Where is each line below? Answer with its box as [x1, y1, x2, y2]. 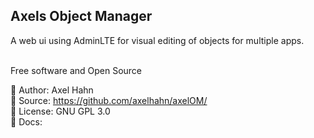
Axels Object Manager [10, 8, 153, 25]
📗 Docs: [10, 115, 43, 128]
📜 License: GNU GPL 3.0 [10, 105, 111, 117]
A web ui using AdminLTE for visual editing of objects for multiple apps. [10, 34, 305, 46]
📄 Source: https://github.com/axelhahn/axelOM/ [10, 94, 208, 106]
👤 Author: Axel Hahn [10, 84, 94, 96]
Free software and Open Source [10, 64, 143, 76]
